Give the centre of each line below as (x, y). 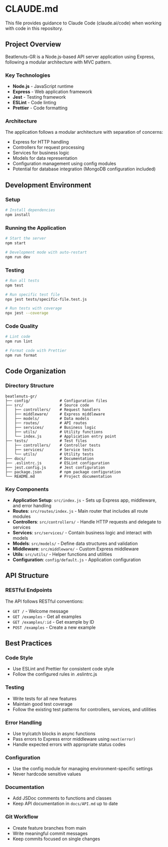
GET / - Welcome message (40, 611)
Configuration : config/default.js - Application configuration (77, 560)
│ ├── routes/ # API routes (46, 423)
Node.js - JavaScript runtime (43, 86)
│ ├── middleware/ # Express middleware (55, 414)
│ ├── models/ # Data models (47, 418)
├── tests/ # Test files (46, 441)
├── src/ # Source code (47, 405)
